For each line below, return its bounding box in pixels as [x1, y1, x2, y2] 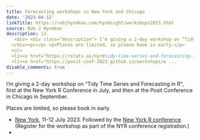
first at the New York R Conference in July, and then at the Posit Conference [6, 87, 193, 94]
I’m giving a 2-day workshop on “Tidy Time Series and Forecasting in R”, [6, 80, 184, 88]
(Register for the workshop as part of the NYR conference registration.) [14, 123, 190, 130]
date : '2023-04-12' [6, 14, 55, 20]
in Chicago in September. [6, 93, 68, 100]
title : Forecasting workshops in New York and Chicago [6, 8, 145, 15]
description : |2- [6, 31, 49, 37]
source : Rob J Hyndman [6, 25, 62, 32]
